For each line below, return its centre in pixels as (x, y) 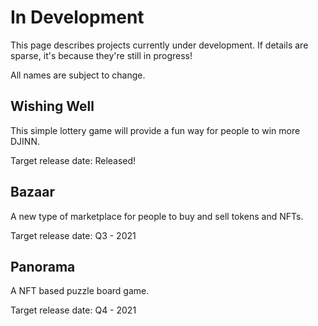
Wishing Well (52, 106)
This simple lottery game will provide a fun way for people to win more (155, 130)
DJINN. (25, 141)
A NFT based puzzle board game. (80, 291)
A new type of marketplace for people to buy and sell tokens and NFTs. (157, 216)
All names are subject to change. (78, 75)
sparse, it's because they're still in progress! (101, 55)
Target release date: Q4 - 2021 (73, 310)
